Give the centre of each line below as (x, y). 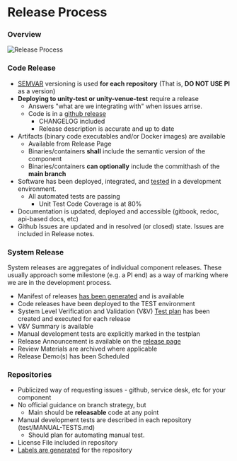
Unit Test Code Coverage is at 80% (90, 204)
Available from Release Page (70, 144)
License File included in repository (68, 443)
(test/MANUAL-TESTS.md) (56, 428)
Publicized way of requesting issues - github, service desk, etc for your (122, 390)
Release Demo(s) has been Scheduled (73, 356)
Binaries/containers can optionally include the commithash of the (124, 166)
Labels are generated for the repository (75, 450)
